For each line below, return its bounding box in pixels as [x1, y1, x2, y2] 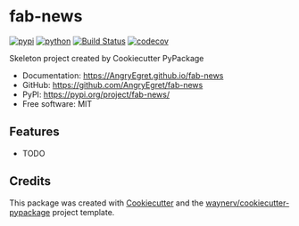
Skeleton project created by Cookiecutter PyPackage [9, 52, 204, 63]
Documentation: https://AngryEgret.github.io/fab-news [21, 69, 224, 81]
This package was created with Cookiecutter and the [9, 198, 204, 208]
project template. [52, 206, 115, 217]
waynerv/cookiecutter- [204, 198, 290, 208]
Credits [9, 174, 52, 189]
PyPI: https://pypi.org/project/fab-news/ [21, 89, 170, 100]
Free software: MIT [21, 98, 93, 109]
